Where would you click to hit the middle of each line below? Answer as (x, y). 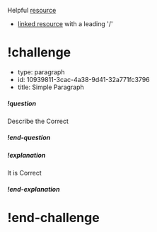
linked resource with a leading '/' (65, 24)
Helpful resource (32, 10)
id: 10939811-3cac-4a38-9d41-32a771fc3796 (83, 79)
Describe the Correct (38, 121)
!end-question (29, 137)
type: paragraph (41, 72)
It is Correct (25, 173)
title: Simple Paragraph (51, 87)
